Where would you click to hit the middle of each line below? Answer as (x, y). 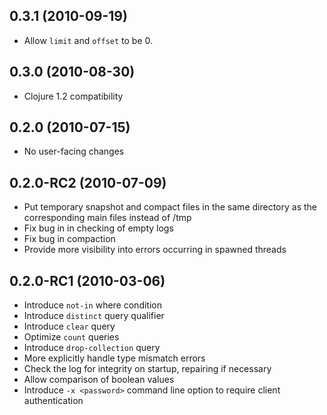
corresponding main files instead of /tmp (107, 218)
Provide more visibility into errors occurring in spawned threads (155, 250)
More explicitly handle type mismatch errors (114, 358)
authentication (53, 401)
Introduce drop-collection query (92, 348)
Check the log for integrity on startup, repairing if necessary (147, 369)
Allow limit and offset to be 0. (88, 40)
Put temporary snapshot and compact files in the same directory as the (170, 207)
